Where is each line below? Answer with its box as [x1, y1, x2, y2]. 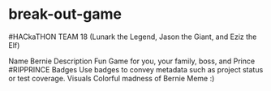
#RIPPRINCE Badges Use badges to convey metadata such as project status [8, 64, 264, 74]
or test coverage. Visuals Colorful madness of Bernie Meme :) [8, 73, 215, 83]
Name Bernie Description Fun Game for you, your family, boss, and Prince [8, 56, 256, 66]
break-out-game [8, 5, 122, 24]
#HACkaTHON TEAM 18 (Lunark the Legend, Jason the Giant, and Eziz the [8, 32, 257, 41]
